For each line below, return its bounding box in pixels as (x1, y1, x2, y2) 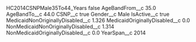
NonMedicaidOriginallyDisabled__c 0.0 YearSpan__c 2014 (6, 29, 146, 36)
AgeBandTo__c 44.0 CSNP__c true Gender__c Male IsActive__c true (6, 10, 170, 17)
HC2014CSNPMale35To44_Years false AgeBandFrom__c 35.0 (6, 5, 156, 11)
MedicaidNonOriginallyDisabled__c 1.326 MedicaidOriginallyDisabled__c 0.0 (6, 17, 190, 24)
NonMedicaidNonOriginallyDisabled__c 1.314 (6, 23, 115, 30)
